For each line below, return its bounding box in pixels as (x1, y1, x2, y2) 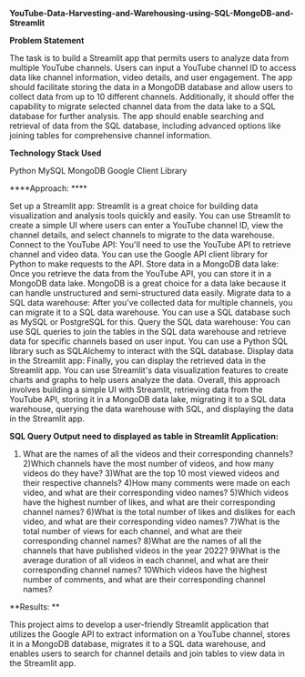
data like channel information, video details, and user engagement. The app (9, 72, 293, 83)
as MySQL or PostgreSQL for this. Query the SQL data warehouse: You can (9, 317, 291, 327)
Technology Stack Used (9, 147, 102, 158)
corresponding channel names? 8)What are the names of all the (22, 536, 262, 546)
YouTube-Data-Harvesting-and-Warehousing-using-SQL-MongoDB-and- (9, 8, 294, 18)
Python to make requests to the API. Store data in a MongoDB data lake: (9, 258, 280, 269)
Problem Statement (9, 35, 85, 45)
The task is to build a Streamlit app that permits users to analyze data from (9, 53, 290, 63)
